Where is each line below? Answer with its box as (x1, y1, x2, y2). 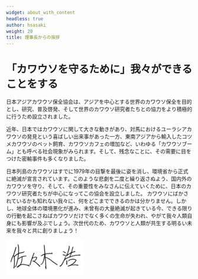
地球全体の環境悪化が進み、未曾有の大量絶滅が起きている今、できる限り (16, 205, 193, 212)
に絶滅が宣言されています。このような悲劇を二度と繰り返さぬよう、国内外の (6, 175, 192, 182)
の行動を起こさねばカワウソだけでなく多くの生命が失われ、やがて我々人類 (6, 212, 187, 219)
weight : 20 (6, 28, 33, 34)
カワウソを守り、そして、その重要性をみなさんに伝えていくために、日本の (6, 182, 187, 190)
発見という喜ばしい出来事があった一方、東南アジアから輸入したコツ (26, 133, 193, 140)
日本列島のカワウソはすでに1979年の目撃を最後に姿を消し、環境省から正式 (6, 168, 189, 175)
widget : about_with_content (6, 9, 76, 15)
